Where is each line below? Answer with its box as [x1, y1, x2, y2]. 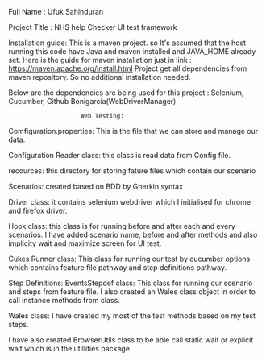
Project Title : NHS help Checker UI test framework [8, 23, 177, 31]
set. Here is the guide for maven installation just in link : [8, 56, 192, 64]
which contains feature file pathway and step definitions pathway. [8, 263, 227, 272]
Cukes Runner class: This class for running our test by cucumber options [8, 254, 251, 263]
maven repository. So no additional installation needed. [8, 73, 191, 81]
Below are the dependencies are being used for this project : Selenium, [8, 88, 244, 98]
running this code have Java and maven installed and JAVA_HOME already [8, 47, 256, 56]
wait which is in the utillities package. [8, 344, 132, 353]
